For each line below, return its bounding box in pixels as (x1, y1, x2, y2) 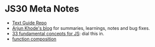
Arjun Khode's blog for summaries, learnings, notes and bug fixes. (12, 25, 150, 31)
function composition (12, 36, 57, 42)
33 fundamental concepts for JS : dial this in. (12, 30, 105, 36)
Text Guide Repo (12, 20, 47, 26)
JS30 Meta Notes (5, 3, 79, 15)
